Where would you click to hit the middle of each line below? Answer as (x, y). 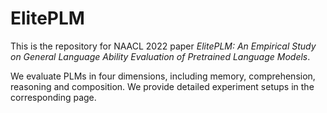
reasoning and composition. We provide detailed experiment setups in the (162, 86)
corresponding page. (53, 97)
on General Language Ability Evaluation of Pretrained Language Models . (160, 56)
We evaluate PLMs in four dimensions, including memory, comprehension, (163, 76)
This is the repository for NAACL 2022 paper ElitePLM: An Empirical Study (163, 46)
